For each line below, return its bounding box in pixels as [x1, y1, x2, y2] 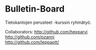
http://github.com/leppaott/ [5, 39, 59, 45]
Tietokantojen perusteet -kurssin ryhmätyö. [5, 19, 92, 25]
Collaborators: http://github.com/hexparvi [5, 29, 88, 34]
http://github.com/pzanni [5, 34, 55, 40]
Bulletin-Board [5, 3, 65, 15]
